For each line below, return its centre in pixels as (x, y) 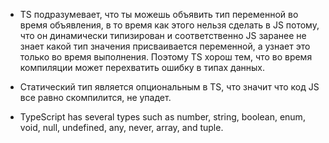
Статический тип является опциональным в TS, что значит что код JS (169, 87)
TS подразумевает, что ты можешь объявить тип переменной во (159, 14)
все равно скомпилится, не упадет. (95, 97)
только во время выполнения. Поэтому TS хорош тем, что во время (166, 57)
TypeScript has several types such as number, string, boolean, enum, (162, 117)
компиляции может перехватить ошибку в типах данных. (142, 67)
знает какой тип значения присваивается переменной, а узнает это (165, 46)
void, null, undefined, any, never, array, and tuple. (121, 127)
